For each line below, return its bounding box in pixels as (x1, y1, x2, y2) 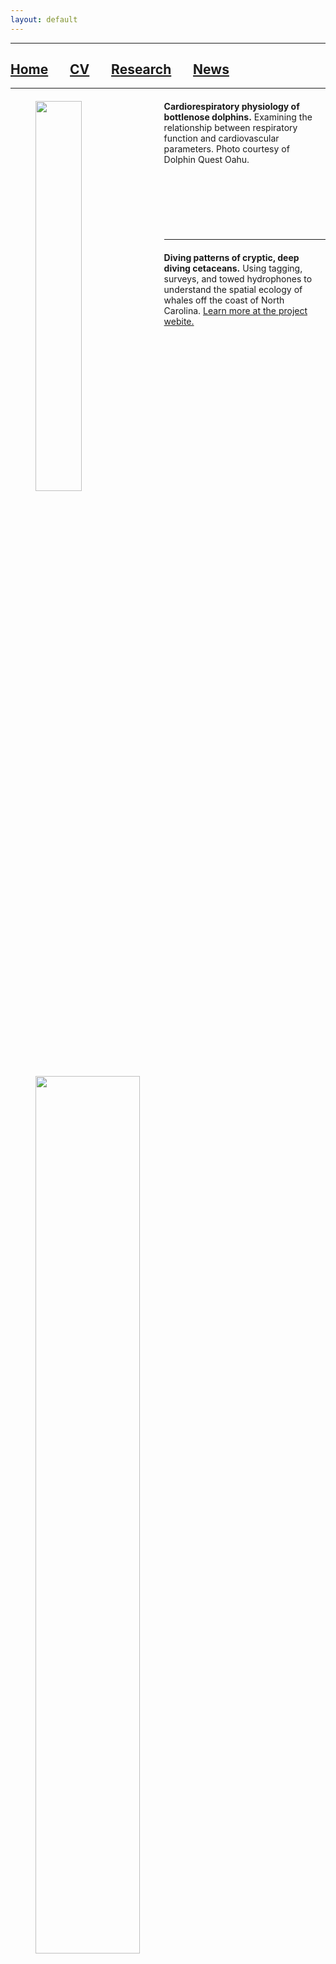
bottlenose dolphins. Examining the (163, 111, 313, 123)
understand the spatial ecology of (163, 284, 303, 296)
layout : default (10, 14, 78, 25)
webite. (163, 316, 195, 328)
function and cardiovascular (163, 132, 280, 145)
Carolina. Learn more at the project (163, 305, 308, 317)
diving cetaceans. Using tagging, (163, 262, 303, 275)
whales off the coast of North (163, 294, 285, 306)
